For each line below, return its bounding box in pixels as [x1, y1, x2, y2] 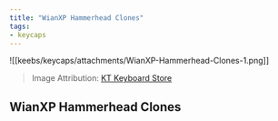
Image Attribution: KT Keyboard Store [31, 73, 173, 84]
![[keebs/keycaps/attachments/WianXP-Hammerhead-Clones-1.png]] [9, 55, 270, 66]
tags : [9, 22, 30, 31]
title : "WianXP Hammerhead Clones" [9, 13, 144, 23]
